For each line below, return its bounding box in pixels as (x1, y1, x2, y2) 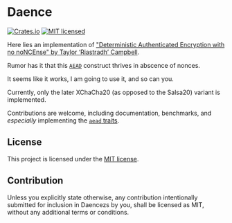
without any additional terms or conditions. (7, 208, 130, 216)
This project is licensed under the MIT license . (7, 154, 139, 163)
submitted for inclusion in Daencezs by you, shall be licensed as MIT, (7, 200, 204, 208)
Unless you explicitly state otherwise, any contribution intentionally (7, 193, 198, 202)
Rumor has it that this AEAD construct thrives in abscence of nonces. (7, 61, 201, 69)
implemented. (7, 95, 46, 104)
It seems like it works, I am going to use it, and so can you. (7, 74, 175, 83)
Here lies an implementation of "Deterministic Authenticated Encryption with (7, 40, 225, 48)
